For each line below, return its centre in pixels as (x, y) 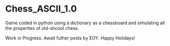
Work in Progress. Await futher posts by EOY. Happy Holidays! (70, 38)
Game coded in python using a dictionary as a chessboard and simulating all (85, 23)
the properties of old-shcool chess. (42, 28)
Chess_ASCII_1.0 (41, 9)
